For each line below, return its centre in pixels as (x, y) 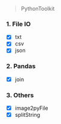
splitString (28, 115)
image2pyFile (32, 108)
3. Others (20, 95)
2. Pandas (21, 66)
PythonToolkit (38, 9)
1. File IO (19, 24)
